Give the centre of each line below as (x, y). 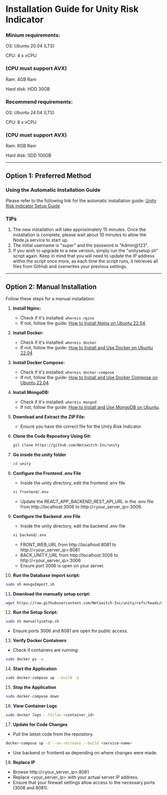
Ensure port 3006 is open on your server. (62, 565)
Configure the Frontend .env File (47, 473)
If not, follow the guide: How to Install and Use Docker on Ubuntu (86, 348)
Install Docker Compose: (39, 363)
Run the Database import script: (47, 575)
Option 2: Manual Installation (51, 287)
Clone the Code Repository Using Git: (52, 436)
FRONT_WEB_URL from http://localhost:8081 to (68, 544)
